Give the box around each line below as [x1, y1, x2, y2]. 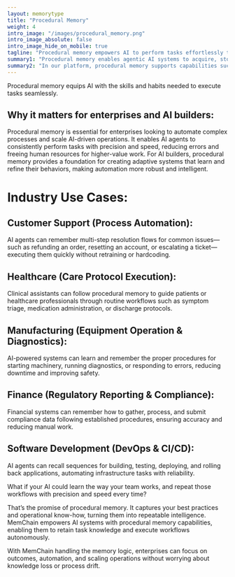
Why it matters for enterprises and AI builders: [7, 109, 215, 121]
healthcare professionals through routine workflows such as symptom [7, 297, 209, 305]
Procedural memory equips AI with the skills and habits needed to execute [7, 81, 222, 90]
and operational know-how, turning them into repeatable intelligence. [7, 511, 206, 519]
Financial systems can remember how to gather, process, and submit [7, 407, 206, 416]
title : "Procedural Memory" [7, 17, 90, 24]
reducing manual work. [7, 422, 73, 431]
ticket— [194, 243, 218, 252]
